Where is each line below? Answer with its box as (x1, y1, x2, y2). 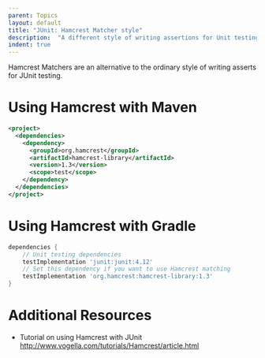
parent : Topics (8, 11, 58, 20)
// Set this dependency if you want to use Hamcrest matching (22, 265, 231, 273)
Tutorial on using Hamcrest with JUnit (19, 332, 143, 341)
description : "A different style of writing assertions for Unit (8, 33, 231, 42)
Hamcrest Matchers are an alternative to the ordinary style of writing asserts (8, 62, 256, 72)
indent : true (8, 41, 51, 49)
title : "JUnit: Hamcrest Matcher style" (8, 26, 144, 34)
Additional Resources (8, 307, 152, 324)
